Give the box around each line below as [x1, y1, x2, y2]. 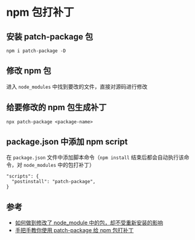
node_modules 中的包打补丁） [23, 161, 95, 169]
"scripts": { [6, 174, 39, 180]
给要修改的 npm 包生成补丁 [6, 102, 107, 112]
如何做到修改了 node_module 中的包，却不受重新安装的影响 [14, 219, 163, 227]
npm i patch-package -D [6, 48, 66, 54]
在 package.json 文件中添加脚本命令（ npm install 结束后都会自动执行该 [6, 154, 184, 161]
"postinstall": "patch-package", [11, 179, 96, 185]
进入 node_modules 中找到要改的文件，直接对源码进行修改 [6, 83, 148, 90]
